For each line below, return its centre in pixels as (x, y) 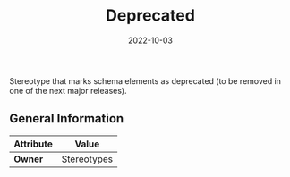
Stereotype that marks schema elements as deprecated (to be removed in (145, 80)
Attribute (34, 144)
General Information (67, 118)
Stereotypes (87, 159)
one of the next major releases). (68, 90)
